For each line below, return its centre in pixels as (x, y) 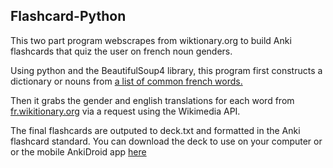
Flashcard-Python (68, 16)
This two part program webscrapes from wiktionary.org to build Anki (151, 40)
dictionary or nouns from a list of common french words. (126, 81)
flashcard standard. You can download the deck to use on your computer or (166, 141)
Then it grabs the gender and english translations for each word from (152, 100)
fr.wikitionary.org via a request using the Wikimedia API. (125, 111)
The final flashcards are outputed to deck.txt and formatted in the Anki (155, 130)
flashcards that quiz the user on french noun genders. (121, 51)
